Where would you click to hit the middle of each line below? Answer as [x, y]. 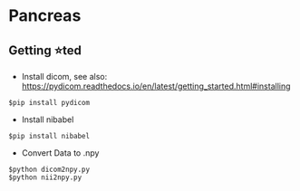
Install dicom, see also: [64, 76]
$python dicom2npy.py [49, 169]
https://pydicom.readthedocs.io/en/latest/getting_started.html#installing [156, 86]
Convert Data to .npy [60, 153]
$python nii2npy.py [45, 177]
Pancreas [45, 16]
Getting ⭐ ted [45, 50]
